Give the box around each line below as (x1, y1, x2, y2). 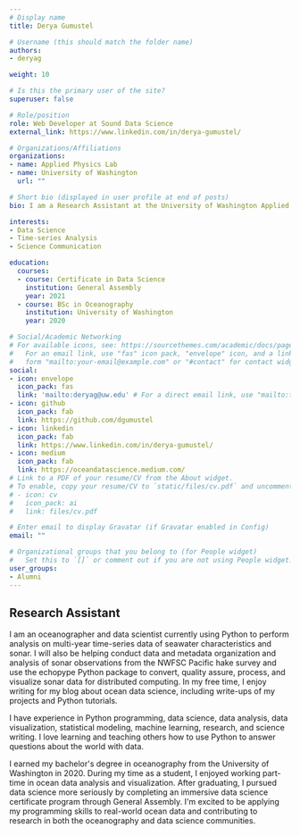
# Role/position (9, 111, 70, 120)
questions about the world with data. (9, 741, 145, 752)
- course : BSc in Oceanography (17, 300, 134, 309)
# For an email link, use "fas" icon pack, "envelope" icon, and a (9, 349, 274, 358)
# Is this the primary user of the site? (9, 87, 166, 96)
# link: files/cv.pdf (9, 506, 98, 516)
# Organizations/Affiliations (9, 144, 122, 153)
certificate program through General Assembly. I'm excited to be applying (9, 797, 279, 807)
